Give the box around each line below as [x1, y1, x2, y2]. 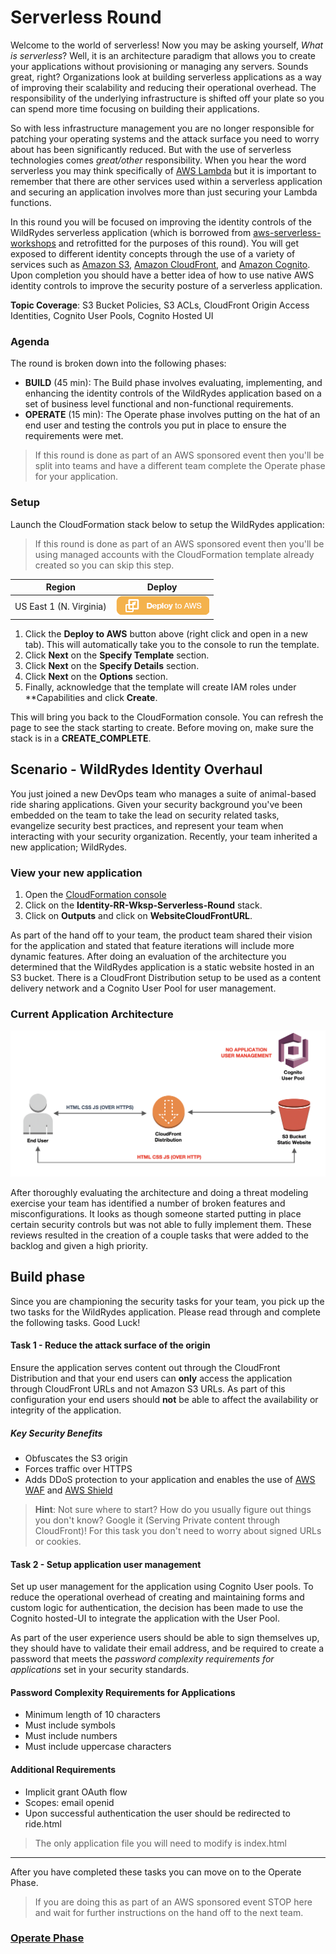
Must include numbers [24, 1730, 118, 1742]
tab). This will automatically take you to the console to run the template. [24, 638, 320, 650]
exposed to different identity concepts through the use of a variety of [10, 247, 296, 260]
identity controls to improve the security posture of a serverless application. [10, 279, 323, 291]
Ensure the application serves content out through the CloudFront [10, 1361, 281, 1373]
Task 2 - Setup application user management [10, 1558, 202, 1570]
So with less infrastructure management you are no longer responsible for [10, 122, 315, 134]
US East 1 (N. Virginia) [14, 601, 107, 613]
